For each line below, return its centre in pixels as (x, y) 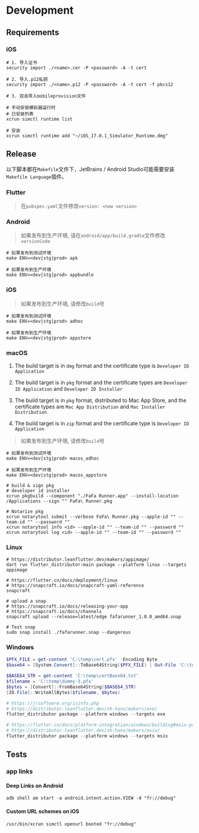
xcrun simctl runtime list (39, 119)
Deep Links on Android (35, 785)
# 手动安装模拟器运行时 (31, 108)
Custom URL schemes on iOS (43, 812)
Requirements (33, 32)
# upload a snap (26, 601)
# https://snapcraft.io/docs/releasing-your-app (67, 606)
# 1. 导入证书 (22, 62)
